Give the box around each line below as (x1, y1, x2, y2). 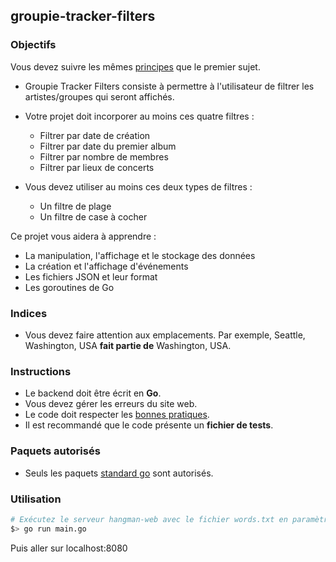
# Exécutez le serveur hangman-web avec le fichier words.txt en (10, 514, 288, 524)
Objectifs (10, 38, 57, 52)
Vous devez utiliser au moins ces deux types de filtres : (24, 180, 253, 193)
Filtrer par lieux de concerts (39, 161, 155, 173)
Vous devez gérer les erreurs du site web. (24, 398, 198, 410)
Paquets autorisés (10, 444, 101, 458)
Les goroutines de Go (24, 281, 115, 293)
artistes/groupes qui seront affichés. (24, 90, 175, 103)
